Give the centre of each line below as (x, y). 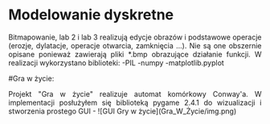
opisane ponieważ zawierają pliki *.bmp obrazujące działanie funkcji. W (135, 54)
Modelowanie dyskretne (91, 15)
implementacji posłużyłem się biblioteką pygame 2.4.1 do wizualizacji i (135, 102)
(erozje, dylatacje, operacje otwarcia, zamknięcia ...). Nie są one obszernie (135, 45)
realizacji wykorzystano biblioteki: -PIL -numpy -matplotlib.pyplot (117, 63)
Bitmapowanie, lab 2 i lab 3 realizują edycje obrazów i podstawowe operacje (135, 37)
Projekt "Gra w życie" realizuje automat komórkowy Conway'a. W (135, 93)
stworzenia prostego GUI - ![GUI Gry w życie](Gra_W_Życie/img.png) (123, 111)
